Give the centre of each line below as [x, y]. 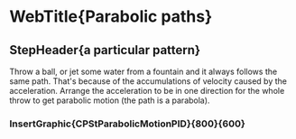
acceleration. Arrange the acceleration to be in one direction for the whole [147, 91]
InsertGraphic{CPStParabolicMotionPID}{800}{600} [127, 124]
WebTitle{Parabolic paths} [111, 17]
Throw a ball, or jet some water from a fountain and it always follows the [143, 71]
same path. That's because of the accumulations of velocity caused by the [148, 81]
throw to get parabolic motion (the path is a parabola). [110, 100]
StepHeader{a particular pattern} [105, 50]
